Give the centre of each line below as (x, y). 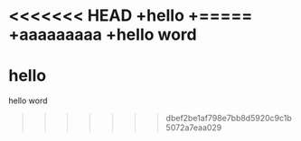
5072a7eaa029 (194, 128)
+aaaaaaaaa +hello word (103, 35)
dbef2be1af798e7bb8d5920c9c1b (229, 119)
